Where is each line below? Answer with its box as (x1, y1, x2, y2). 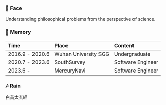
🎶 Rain (5, 82, 21, 89)
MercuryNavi (54, 67, 86, 74)
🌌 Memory (5, 29, 31, 36)
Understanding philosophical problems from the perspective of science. (5, 16, 156, 22)
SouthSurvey (54, 58, 86, 65)
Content (114, 42, 135, 49)
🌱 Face (5, 5, 22, 12)
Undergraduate (114, 50, 151, 57)
